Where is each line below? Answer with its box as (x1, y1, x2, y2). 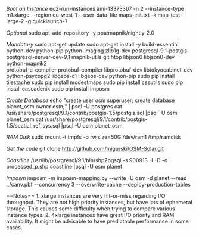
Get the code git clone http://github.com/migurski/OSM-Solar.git (6, 145, 164, 152)
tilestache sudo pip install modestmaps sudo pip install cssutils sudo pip (6, 79, 184, 86)
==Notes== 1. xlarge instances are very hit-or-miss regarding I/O (6, 192, 166, 199)
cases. (6, 224, 23, 231)
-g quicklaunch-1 (25, 18, 67, 24)
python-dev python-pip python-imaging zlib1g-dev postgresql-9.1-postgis (6, 47, 188, 54)
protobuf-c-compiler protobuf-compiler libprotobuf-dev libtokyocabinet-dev (6, 66, 193, 73)
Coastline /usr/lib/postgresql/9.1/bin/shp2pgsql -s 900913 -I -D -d (6, 157, 168, 163)
